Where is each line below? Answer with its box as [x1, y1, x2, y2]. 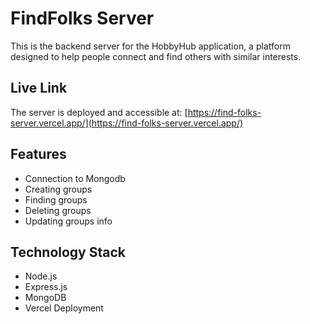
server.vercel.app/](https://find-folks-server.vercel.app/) [10, 117, 244, 129]
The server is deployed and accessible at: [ [10, 106, 188, 118]
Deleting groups [24, 204, 92, 216]
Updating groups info [24, 215, 113, 227]
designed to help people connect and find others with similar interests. [10, 50, 302, 62]
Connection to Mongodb [24, 172, 126, 184]
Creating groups [24, 183, 93, 195]
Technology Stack [10, 243, 126, 261]
